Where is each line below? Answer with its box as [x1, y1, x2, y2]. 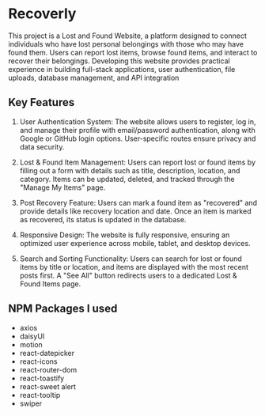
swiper [19, 399, 43, 408]
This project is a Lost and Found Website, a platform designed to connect [8, 31, 248, 40]
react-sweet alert [19, 381, 77, 391]
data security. [19, 142, 65, 151]
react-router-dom [19, 365, 78, 374]
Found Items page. [19, 278, 81, 289]
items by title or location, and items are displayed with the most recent [19, 262, 249, 271]
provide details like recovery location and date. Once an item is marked [19, 206, 252, 216]
